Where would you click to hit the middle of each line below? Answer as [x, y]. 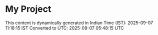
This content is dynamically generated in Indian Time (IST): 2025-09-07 [79, 23]
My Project [28, 9]
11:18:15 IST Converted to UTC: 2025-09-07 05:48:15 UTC [64, 28]
